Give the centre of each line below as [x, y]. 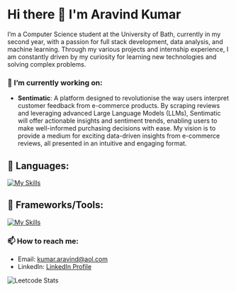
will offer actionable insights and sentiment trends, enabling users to [117, 121]
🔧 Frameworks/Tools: [56, 205]
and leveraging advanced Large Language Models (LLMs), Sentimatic [119, 114]
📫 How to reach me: [43, 241]
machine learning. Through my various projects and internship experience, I [118, 49]
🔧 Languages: [38, 166]
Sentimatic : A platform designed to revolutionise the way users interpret [123, 98]
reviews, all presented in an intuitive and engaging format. [102, 143]
